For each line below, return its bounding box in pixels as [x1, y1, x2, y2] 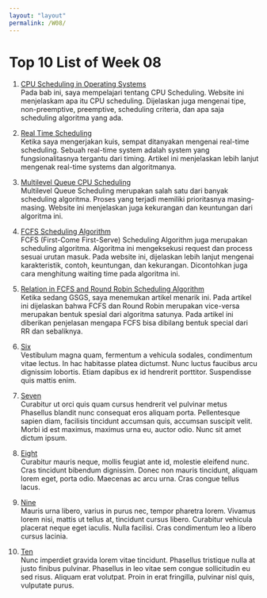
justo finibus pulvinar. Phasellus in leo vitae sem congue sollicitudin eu [20, 564, 250, 573]
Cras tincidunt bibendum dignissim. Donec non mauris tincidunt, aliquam [20, 465, 258, 475]
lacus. [20, 482, 40, 492]
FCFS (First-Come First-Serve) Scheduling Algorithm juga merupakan [20, 235, 248, 245]
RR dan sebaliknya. [20, 326, 83, 336]
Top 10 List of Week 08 [9, 53, 162, 71]
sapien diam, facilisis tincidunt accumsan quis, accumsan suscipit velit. [20, 416, 253, 426]
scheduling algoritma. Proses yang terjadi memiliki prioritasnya [20, 195, 226, 204]
